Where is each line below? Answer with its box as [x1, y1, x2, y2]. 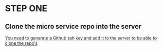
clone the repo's [5, 40, 38, 46]
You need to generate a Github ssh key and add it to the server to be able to [5, 35, 157, 41]
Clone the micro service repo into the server [5, 22, 142, 31]
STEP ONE [5, 3, 48, 14]
